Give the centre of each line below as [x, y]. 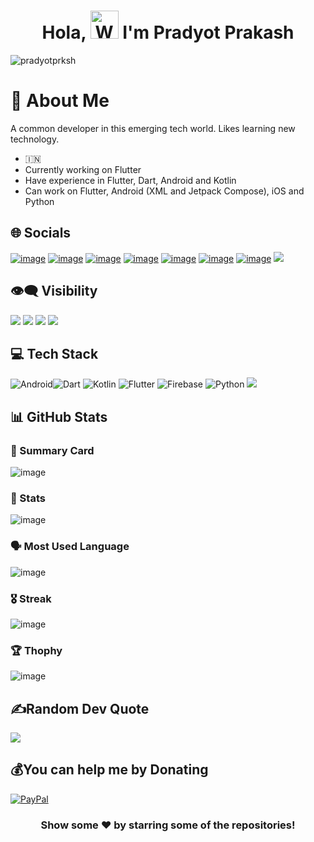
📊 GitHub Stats [59, 416]
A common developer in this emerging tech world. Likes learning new [153, 128]
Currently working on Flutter [83, 169]
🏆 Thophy [36, 650]
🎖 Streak [31, 598]
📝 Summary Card [52, 450]
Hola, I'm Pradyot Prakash [168, 32]
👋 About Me [60, 101]
